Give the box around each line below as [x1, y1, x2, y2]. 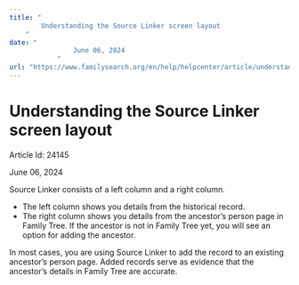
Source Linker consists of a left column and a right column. [9, 183, 225, 194]
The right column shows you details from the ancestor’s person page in [21, 210, 284, 221]
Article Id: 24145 [9, 149, 69, 160]
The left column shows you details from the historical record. [21, 201, 246, 212]
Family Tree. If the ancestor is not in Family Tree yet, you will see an [21, 220, 271, 231]
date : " [9, 37, 38, 47]
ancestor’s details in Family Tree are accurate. [9, 265, 178, 276]
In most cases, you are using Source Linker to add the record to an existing [9, 247, 285, 257]
